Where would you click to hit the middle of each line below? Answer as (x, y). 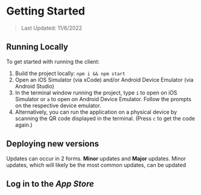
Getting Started (46, 11)
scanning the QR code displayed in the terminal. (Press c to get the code (105, 118)
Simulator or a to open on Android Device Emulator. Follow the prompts (103, 99)
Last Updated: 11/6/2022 (52, 28)
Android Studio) (34, 86)
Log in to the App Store (50, 184)
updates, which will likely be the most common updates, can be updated (96, 165)
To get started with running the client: (53, 61)
